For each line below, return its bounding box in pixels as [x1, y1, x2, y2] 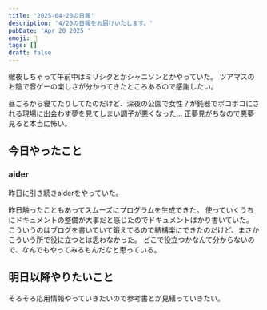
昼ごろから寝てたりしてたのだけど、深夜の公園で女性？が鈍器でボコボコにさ [8, 99, 260, 108]
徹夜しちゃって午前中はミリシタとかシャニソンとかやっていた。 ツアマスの [8, 72, 255, 81]
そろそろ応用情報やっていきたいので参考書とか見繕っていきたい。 [8, 293, 225, 303]
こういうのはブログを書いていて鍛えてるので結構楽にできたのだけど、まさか [8, 225, 260, 234]
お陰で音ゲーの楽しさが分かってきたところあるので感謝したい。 [8, 81, 218, 91]
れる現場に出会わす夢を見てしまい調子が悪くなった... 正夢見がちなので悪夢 [8, 109, 255, 118]
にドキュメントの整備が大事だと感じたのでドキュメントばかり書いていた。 [8, 215, 253, 225]
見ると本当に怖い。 [8, 119, 72, 128]
